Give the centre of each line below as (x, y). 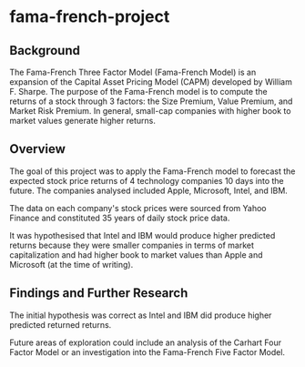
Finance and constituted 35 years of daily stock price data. (120, 218)
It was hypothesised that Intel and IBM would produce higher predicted (142, 235)
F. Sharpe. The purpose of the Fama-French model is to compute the (138, 92)
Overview (38, 149)
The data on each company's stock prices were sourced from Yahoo (138, 208)
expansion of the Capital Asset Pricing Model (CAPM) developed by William (151, 82)
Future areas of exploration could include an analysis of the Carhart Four (146, 342)
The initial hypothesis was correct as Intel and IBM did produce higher (141, 315)
